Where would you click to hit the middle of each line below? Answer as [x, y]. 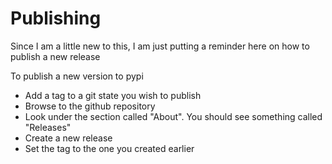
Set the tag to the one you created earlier [109, 148]
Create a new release [68, 138]
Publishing [56, 18]
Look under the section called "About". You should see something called [173, 116]
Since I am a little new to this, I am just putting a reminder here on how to [160, 46]
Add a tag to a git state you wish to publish [113, 95]
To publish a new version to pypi [77, 76]
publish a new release [55, 56]
